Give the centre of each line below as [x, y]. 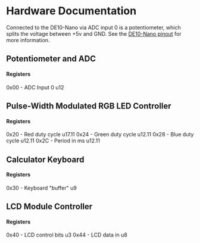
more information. [28, 40]
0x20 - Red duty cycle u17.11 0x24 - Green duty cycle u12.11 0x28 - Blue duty [100, 135]
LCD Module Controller [49, 207]
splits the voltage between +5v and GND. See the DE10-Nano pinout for [94, 33]
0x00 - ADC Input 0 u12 [35, 87]
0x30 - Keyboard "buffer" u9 [42, 188]
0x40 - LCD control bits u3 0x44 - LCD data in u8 [67, 235]
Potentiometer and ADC [51, 59]
